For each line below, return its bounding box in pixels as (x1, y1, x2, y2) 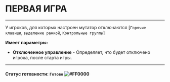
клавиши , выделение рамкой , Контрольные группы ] (5, 30, 105, 36)
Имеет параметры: (5, 39, 48, 45)
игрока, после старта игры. (12, 54, 72, 60)
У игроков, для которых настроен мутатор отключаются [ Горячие (5, 24, 146, 30)
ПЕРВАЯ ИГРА (5, 3, 67, 15)
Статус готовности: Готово (5, 71, 63, 77)
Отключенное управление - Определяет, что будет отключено (12, 49, 151, 55)
